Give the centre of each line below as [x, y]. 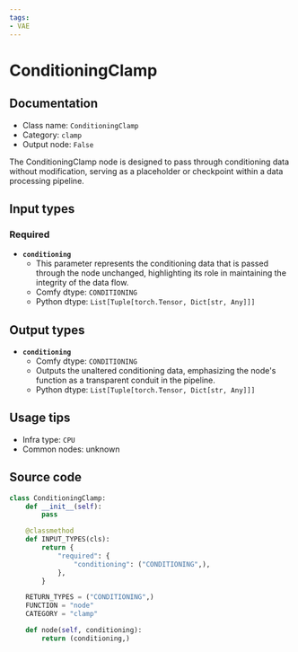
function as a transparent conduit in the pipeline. [125, 380]
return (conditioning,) [86, 639]
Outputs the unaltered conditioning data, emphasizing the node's [156, 370]
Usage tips [40, 418]
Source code [46, 477]
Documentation [54, 104]
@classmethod [50, 531]
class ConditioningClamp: [57, 498]
